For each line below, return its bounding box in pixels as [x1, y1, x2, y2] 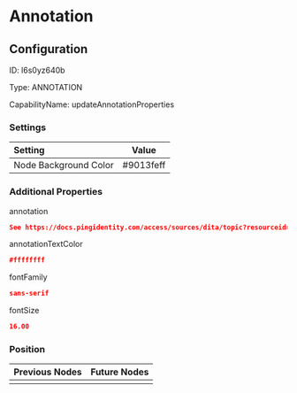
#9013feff [122, 159, 166, 172]
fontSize [9, 305, 40, 316]
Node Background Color [13, 159, 115, 172]
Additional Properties [9, 186, 103, 198]
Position [9, 343, 46, 356]
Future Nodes [90, 366, 149, 378]
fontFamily [9, 272, 48, 282]
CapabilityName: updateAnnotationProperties [9, 99, 175, 110]
